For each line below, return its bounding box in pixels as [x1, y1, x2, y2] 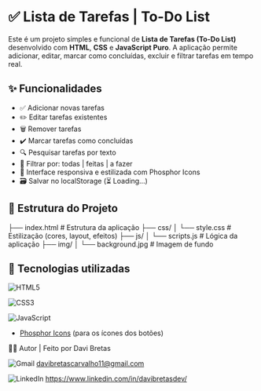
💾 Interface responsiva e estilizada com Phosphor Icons [19, 167, 200, 177]
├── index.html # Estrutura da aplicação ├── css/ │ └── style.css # [8, 222, 232, 232]
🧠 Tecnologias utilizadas [8, 261, 130, 275]
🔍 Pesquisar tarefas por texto [19, 148, 116, 157]
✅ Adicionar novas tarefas [19, 103, 105, 112]
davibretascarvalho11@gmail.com [36, 359, 145, 368]
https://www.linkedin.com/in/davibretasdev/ [45, 374, 187, 384]
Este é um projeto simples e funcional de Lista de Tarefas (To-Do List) [8, 34, 237, 43]
